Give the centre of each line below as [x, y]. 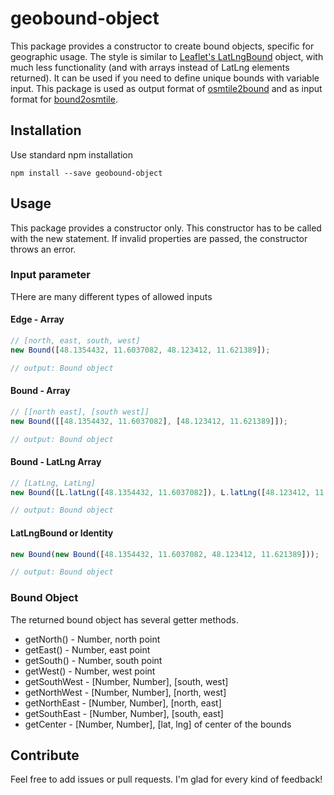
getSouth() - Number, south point [93, 660]
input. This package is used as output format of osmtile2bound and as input [166, 88]
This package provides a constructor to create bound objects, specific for [162, 46]
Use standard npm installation [71, 154]
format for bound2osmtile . [64, 99]
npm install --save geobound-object [86, 173]
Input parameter [50, 275]
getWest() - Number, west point [90, 671]
